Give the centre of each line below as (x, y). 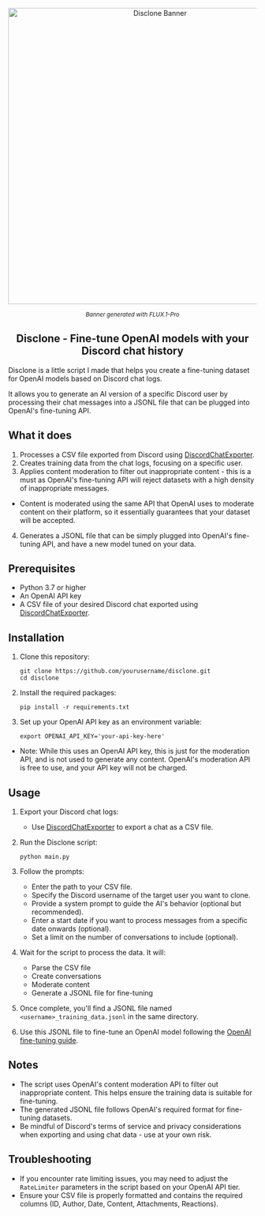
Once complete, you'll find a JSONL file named (95, 1008)
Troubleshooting (50, 1160)
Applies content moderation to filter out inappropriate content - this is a (135, 471)
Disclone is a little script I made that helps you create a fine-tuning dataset (129, 370)
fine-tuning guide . (49, 1041)
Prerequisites (42, 569)
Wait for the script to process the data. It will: (92, 953)
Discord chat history (132, 351)
